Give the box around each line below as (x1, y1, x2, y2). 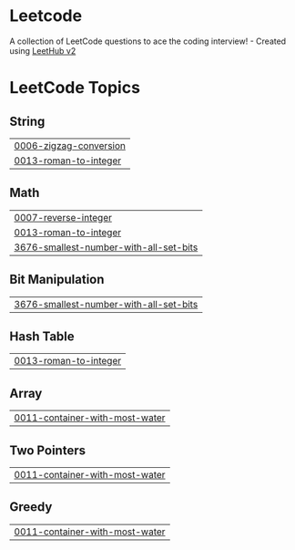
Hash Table (9, 328, 75, 344)
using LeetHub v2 (9, 45, 76, 56)
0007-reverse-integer (14, 211, 112, 223)
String (9, 113, 46, 129)
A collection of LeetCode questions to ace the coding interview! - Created (9, 36, 287, 47)
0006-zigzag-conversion (14, 139, 126, 151)
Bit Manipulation (9, 272, 105, 287)
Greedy (9, 499, 53, 515)
